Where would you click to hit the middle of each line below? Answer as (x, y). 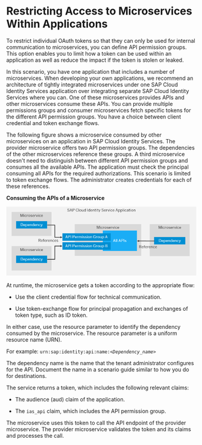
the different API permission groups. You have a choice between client (94, 117)
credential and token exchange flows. (53, 123)
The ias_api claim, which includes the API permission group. (90, 411)
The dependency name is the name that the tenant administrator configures (100, 363)
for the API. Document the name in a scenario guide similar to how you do (98, 369)
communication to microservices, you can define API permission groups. (96, 47)
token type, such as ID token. (51, 315)
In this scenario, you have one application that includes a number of (90, 71)
